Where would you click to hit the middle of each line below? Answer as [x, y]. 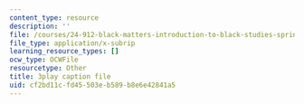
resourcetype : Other [48, 69]
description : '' [40, 26]
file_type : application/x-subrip [72, 43]
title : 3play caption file [60, 77]
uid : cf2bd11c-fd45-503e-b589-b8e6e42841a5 [93, 85]
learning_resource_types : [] [64, 52]
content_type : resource [54, 18]
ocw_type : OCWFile [44, 60]
